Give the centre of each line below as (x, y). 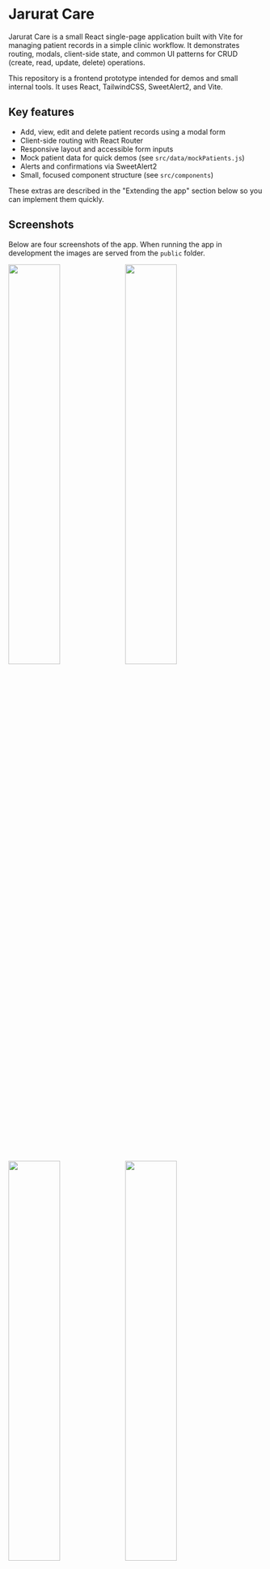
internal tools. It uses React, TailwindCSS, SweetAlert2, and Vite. (116, 87)
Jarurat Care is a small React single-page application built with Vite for (126, 36)
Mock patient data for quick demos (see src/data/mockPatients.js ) (132, 157)
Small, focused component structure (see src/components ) (117, 174)
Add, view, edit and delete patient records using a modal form (123, 131)
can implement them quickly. (57, 199)
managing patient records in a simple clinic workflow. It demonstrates (124, 45)
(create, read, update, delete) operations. (77, 62)
